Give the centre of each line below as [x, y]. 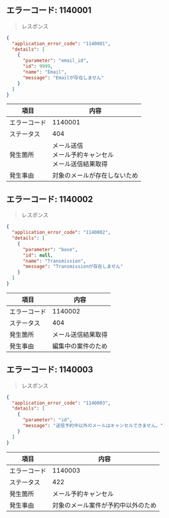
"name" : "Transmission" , [54, 261]
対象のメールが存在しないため [96, 176]
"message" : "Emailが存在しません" [63, 78]
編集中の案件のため [80, 346]
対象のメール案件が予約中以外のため [105, 505]
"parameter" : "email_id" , [55, 61]
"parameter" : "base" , [50, 249]
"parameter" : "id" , [47, 420]
